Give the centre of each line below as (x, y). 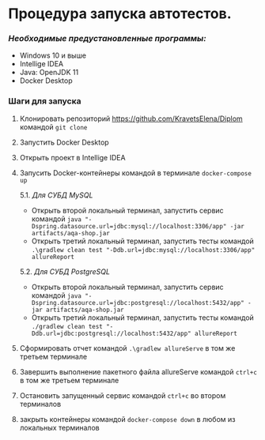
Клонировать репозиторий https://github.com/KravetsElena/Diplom (131, 118)
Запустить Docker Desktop (64, 142)
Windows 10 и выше (53, 55)
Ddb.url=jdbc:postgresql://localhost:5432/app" (111, 333)
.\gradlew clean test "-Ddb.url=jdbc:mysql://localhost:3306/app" (143, 250)
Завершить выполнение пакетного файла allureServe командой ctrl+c (138, 371)
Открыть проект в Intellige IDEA (72, 157)
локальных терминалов (60, 427)
